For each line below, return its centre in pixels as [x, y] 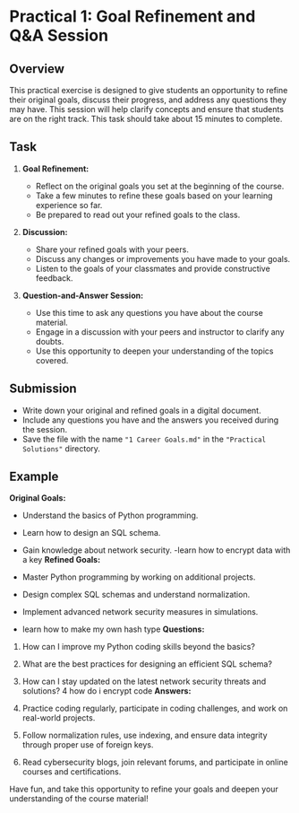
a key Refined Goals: [61, 560]
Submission [43, 389]
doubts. [50, 341]
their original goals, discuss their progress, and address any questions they [148, 100]
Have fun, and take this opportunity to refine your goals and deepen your [144, 789]
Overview [37, 69]
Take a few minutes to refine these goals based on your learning [154, 196]
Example [34, 477]
